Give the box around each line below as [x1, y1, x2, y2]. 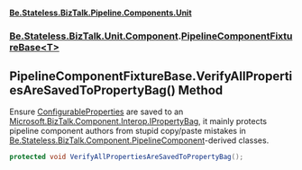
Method [178, 82, 224, 98]
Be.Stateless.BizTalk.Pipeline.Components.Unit [9, 7, 192, 18]
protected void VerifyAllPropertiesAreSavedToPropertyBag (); [9, 153, 244, 162]
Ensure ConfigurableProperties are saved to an [9, 106, 184, 117]
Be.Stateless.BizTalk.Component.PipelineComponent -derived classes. [9, 135, 270, 146]
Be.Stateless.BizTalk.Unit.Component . [9, 30, 182, 42]
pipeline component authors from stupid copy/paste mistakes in [9, 126, 246, 137]
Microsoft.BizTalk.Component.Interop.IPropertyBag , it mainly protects [9, 116, 268, 127]
